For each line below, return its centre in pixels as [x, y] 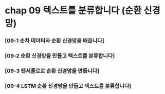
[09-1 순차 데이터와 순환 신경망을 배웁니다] [54, 41]
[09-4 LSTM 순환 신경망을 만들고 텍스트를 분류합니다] [68, 86]
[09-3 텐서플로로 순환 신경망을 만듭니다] [52, 71]
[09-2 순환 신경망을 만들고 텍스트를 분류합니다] [60, 56]
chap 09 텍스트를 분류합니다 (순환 [73, 11]
